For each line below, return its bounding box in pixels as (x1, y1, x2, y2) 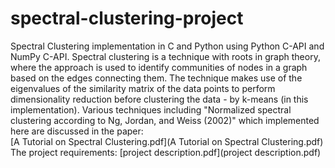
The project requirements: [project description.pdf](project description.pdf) (10, 146, 322, 158)
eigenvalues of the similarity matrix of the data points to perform (10, 82, 276, 94)
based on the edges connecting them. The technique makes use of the (10, 72, 303, 84)
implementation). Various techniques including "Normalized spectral (10, 103, 292, 116)
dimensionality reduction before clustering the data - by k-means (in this (10, 93, 309, 105)
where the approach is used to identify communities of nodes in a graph (10, 61, 308, 73)
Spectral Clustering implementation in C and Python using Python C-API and (10, 40, 325, 52)
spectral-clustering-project (10, 7, 244, 30)
